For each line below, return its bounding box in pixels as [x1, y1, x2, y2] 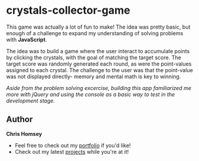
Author [6, 114, 33, 125]
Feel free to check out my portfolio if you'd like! [14, 141, 131, 149]
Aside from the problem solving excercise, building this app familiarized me [6, 84, 192, 91]
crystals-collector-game [6, 4, 130, 17]
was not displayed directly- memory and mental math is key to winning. [6, 73, 181, 80]
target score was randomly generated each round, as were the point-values [6, 60, 192, 67]
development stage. [6, 97, 55, 104]
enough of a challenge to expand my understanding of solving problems [6, 29, 184, 36]
